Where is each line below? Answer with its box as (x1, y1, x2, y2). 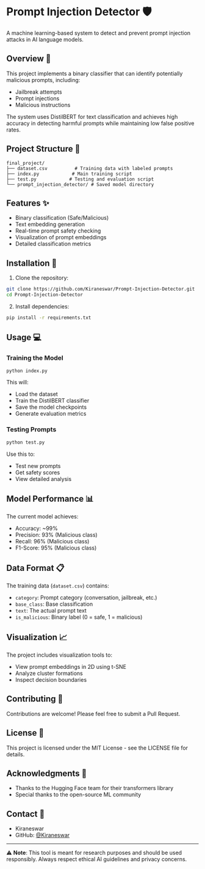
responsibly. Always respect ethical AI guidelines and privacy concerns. (6, 856, 187, 863)
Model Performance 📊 (6, 493, 94, 504)
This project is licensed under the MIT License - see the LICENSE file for (6, 744, 188, 752)
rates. (6, 126, 21, 133)
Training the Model (6, 354, 63, 362)
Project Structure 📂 (6, 144, 81, 154)
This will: (6, 379, 29, 386)
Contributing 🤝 (6, 694, 63, 704)
